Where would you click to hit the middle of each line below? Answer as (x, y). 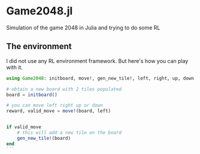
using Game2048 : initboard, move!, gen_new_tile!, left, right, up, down (100, 78)
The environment (39, 46)
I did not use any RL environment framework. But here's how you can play (97, 61)
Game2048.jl (40, 11)
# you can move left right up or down (54, 105)
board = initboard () (32, 95)
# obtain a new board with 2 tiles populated (64, 89)
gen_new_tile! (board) (44, 138)
